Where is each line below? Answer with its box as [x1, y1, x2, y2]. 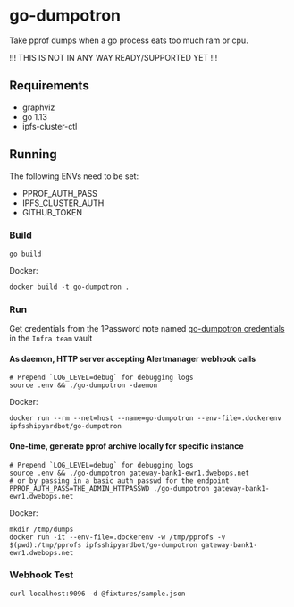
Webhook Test [9, 569, 74, 581]
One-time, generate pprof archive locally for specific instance [9, 440, 244, 451]
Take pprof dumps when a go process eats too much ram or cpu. [9, 35, 248, 46]
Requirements [9, 78, 89, 94]
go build [9, 249, 42, 258]
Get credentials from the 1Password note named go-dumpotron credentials [9, 324, 285, 334]
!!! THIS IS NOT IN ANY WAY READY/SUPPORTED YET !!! [9, 52, 218, 63]
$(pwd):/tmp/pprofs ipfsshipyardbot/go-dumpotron [9, 540, 198, 550]
